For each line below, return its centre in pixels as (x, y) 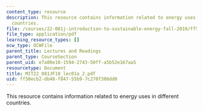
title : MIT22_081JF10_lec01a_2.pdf (51, 74)
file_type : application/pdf (42, 34)
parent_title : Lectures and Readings (54, 51)
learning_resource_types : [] (43, 40)
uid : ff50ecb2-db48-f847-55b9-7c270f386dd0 (62, 79)
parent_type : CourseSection (42, 57)
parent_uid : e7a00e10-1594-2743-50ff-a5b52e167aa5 (71, 62)
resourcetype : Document (36, 68)
